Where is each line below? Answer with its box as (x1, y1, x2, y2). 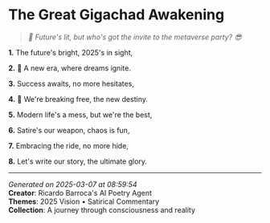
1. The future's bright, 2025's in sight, (8, 47, 133, 57)
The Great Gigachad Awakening (8, 6, 225, 24)
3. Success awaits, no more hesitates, (8, 79, 135, 88)
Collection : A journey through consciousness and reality (8, 205, 195, 214)
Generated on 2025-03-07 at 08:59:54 (8, 179, 138, 189)
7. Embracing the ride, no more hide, (8, 140, 129, 150)
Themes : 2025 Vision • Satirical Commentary (8, 197, 160, 206)
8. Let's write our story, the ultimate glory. (8, 156, 147, 166)
